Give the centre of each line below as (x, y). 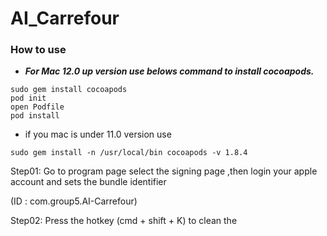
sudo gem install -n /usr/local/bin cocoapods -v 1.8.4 (129, 153)
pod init (28, 98)
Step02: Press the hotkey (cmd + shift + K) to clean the (124, 221)
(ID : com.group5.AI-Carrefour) (74, 201)
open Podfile (37, 107)
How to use (38, 50)
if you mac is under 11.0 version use (98, 134)
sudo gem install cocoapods (69, 90)
